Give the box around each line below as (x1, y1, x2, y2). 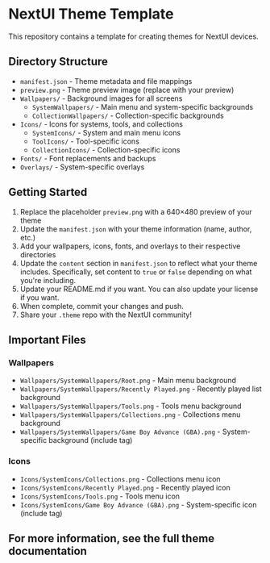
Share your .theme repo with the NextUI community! (19, 310, 192, 319)
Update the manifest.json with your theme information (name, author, (19, 223, 252, 234)
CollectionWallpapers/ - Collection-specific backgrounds (31, 111, 224, 120)
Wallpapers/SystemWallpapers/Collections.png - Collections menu (19, 410, 241, 419)
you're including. (19, 275, 77, 285)
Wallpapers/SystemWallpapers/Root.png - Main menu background (19, 376, 236, 386)
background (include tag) (48, 436, 133, 445)
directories (19, 249, 56, 259)
